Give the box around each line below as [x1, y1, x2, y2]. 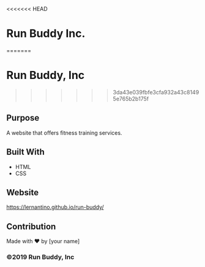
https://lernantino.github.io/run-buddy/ [6, 203, 104, 211]
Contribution [6, 221, 56, 231]
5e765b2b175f [113, 95, 149, 102]
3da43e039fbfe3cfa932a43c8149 [113, 88, 199, 96]
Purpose [6, 113, 40, 123]
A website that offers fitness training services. [6, 129, 122, 137]
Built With [6, 147, 45, 157]
